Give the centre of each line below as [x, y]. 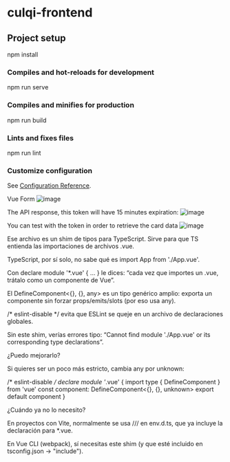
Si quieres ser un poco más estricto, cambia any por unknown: [96, 368]
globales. [20, 322]
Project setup [37, 38]
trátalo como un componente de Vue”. [61, 280]
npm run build [27, 120]
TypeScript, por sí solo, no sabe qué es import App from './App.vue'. [104, 260]
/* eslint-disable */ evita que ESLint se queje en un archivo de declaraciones [115, 314]
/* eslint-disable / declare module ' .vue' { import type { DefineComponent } [114, 382]
